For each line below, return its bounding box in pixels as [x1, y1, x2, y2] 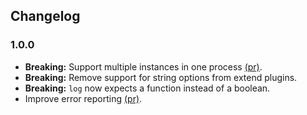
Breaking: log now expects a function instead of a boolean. [24, 82, 271, 94]
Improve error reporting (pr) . [24, 92, 143, 104]
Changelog [10, 8, 81, 25]
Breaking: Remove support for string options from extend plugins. [24, 71, 298, 83]
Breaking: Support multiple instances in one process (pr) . [24, 60, 263, 73]
